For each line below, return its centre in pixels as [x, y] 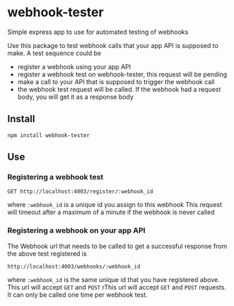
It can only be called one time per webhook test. [78, 295]
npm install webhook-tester [49, 135]
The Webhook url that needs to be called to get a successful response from [117, 246]
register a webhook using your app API [74, 66]
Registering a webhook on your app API [76, 230]
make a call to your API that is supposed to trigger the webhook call [116, 81]
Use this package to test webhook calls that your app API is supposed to [113, 45]
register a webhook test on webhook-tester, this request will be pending [122, 74]
